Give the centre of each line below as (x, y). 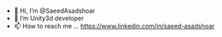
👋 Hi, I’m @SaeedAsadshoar (55, 11)
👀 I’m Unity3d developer (49, 18)
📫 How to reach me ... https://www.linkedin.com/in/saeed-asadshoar (114, 26)
